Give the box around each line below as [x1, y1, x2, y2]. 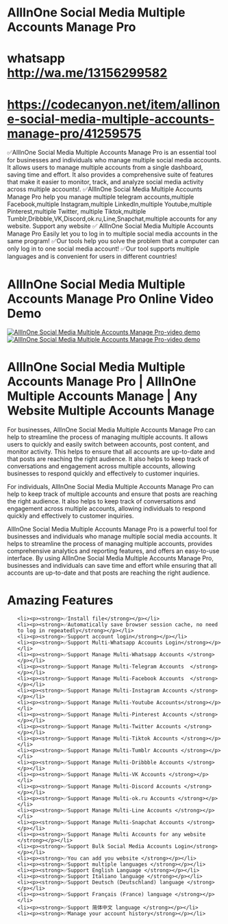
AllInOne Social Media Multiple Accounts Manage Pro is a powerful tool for [7, 525, 218, 534]
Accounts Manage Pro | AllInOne [7, 374, 197, 390]
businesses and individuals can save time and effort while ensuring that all [7, 562, 217, 570]
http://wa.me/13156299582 [7, 65, 168, 81]
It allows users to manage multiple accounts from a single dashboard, [7, 163, 203, 172]
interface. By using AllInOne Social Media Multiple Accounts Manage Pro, [7, 554, 214, 562]
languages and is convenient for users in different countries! [7, 252, 177, 261]
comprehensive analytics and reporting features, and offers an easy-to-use [7, 547, 220, 555]
